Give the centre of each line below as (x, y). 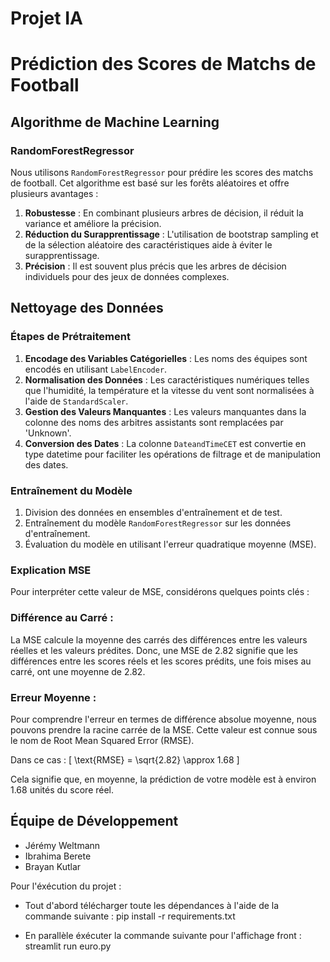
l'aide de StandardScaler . (76, 401)
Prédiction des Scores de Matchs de (163, 64)
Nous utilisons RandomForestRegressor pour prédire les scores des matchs (162, 173)
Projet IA (46, 18)
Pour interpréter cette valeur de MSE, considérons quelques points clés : (160, 592)
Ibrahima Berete (58, 856)
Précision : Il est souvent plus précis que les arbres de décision (155, 266)
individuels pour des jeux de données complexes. (127, 277)
